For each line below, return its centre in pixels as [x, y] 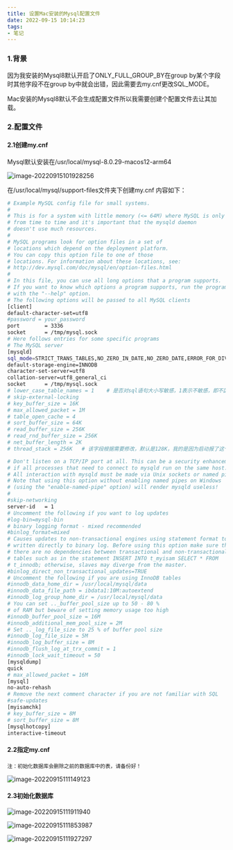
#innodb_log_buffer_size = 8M [51, 643]
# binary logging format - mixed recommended [74, 526]
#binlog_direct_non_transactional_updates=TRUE [77, 571]
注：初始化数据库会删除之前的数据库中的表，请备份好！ [75, 766]
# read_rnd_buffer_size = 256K [52, 436]
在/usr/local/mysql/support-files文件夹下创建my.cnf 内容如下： [97, 190]
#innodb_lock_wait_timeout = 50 [54, 656]
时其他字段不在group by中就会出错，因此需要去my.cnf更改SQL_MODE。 [110, 83]
